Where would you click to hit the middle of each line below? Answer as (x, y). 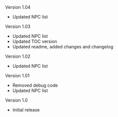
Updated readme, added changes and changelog (63, 47)
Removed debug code (35, 85)
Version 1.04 (18, 7)
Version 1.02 (18, 56)
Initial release (26, 110)
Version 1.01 (17, 76)
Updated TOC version (35, 41)
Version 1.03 (18, 26)
